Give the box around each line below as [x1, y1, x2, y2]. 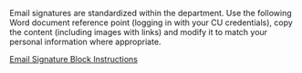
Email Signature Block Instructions [9, 54, 139, 64]
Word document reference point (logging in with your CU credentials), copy [9, 17, 294, 28]
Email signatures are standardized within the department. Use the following [9, 8, 292, 18]
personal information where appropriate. [9, 36, 161, 47]
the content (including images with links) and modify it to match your [9, 27, 267, 37]
